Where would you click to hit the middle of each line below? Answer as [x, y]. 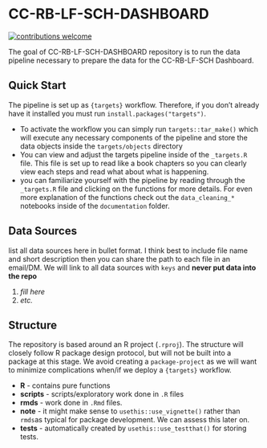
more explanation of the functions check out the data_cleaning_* [127, 197]
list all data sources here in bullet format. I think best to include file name [128, 250]
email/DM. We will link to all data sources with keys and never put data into [132, 267]
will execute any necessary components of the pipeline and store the [134, 137]
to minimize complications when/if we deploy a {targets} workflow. [120, 370]
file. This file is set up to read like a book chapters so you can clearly [133, 163]
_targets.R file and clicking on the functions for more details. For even [136, 189]
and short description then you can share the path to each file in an [119, 259]
